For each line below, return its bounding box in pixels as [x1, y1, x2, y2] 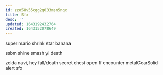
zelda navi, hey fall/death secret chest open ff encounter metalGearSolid [5, 60, 158, 66]
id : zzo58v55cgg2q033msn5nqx [5, 7, 67, 13]
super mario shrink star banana [5, 40, 72, 46]
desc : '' [5, 17, 24, 22]
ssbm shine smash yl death [5, 50, 63, 56]
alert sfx [5, 65, 23, 71]
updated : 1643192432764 [5, 21, 56, 27]
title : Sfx [5, 12, 29, 17]
